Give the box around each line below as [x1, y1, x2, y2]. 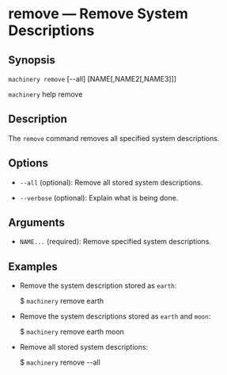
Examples [8, 259, 58, 274]
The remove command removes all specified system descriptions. [8, 133, 220, 143]
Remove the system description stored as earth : [19, 281, 177, 290]
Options [8, 156, 49, 170]
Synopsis [8, 53, 55, 67]
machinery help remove [8, 90, 83, 99]
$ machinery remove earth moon [19, 327, 125, 337]
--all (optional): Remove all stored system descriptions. [19, 178, 203, 187]
